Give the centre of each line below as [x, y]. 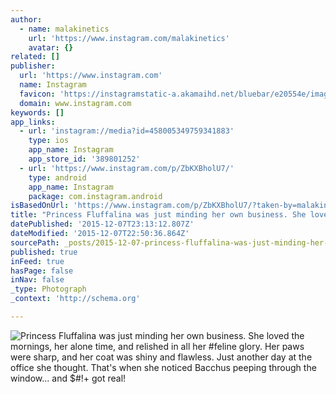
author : [26, 19]
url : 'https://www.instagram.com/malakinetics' [129, 38]
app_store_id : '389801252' [84, 159]
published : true [44, 252]
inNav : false [37, 280]
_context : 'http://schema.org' [75, 299]
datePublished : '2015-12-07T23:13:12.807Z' [102, 224]
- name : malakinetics [64, 29]
